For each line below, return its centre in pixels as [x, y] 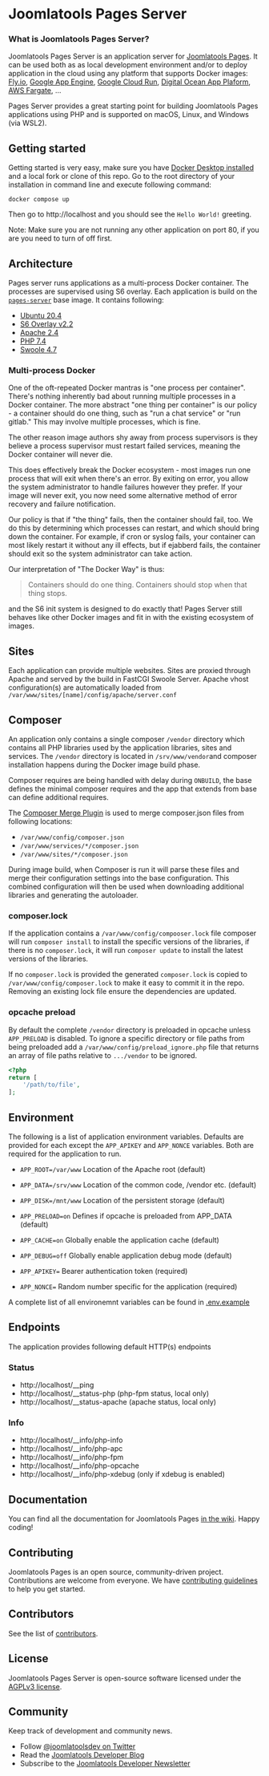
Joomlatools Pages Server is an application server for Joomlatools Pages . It [133, 56]
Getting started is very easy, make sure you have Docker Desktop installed [131, 168]
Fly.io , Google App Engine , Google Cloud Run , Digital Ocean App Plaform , [129, 82]
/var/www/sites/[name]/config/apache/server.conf [93, 695]
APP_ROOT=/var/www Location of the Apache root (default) [112, 1169]
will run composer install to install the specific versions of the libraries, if [129, 942]
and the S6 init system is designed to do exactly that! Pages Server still [125, 609]
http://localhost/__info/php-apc [71, 1449]
